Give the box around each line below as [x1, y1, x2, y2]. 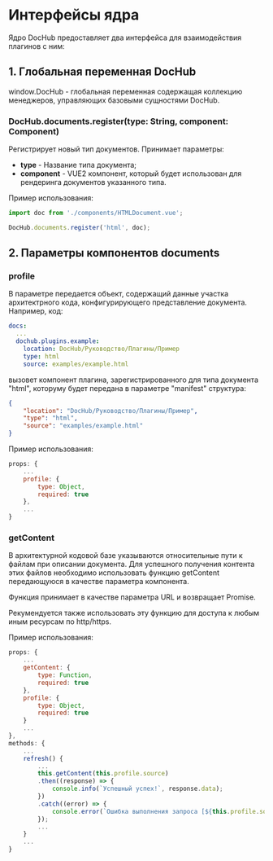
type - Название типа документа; [19, 160, 136, 170]
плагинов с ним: [8, 41, 65, 51]
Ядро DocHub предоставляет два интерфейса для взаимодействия [8, 33, 242, 42]
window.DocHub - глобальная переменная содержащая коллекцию [8, 86, 243, 96]
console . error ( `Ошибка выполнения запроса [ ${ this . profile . [51, 807, 260, 815]
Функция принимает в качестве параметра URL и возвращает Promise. [8, 592, 256, 602]
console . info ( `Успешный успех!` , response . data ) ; [51, 784, 223, 793]
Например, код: [8, 306, 63, 316]
